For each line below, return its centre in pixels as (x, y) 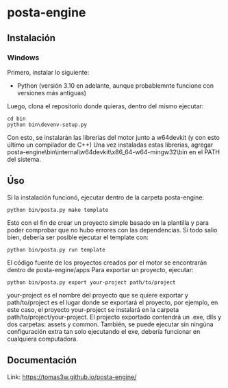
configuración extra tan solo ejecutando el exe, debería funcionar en (104, 331)
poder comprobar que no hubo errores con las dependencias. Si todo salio (112, 230)
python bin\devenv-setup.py (47, 125)
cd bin (16, 119)
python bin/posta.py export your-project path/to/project (91, 282)
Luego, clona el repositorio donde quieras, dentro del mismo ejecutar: (105, 106)
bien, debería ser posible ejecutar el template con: (78, 237)
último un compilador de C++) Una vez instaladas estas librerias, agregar (110, 145)
